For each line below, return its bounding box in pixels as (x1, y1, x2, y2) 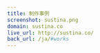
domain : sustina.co (7, 23, 63, 30)
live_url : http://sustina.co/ (7, 29, 94, 36)
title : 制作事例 (7, 10, 50, 17)
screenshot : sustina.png (7, 17, 79, 23)
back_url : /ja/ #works (7, 36, 70, 43)
